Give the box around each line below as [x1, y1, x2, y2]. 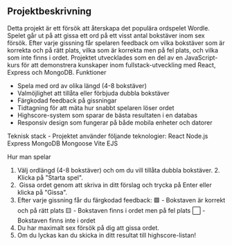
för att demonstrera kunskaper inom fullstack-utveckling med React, [21, 60, 216, 69]
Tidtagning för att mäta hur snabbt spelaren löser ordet [17, 103, 175, 112]
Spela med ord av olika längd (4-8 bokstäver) [17, 81, 147, 89]
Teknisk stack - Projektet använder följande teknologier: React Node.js [7, 132, 208, 140]
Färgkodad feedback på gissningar [17, 96, 117, 105]
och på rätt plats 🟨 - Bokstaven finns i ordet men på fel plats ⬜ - [17, 206, 206, 214]
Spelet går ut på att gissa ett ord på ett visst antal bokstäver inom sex [7, 31, 206, 39]
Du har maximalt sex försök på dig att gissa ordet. [17, 223, 159, 231]
